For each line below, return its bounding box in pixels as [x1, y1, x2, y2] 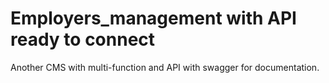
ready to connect [10, 28, 156, 51]
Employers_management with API [10, 7, 297, 30]
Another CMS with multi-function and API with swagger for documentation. [10, 61, 320, 73]
